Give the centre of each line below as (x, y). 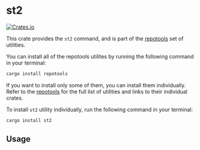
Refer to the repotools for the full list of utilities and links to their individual (97, 91)
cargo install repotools (37, 74)
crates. (15, 98)
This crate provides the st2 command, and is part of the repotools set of (95, 38)
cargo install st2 (29, 120)
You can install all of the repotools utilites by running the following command (100, 56)
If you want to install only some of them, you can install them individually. (96, 85)
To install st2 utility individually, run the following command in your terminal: (99, 109)
